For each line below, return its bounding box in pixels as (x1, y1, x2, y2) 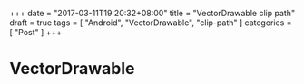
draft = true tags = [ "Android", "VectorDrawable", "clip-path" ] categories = (9, 17, 292, 28)
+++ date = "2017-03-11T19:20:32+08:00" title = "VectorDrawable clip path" (9, 8, 296, 18)
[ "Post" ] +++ (9, 27, 63, 37)
